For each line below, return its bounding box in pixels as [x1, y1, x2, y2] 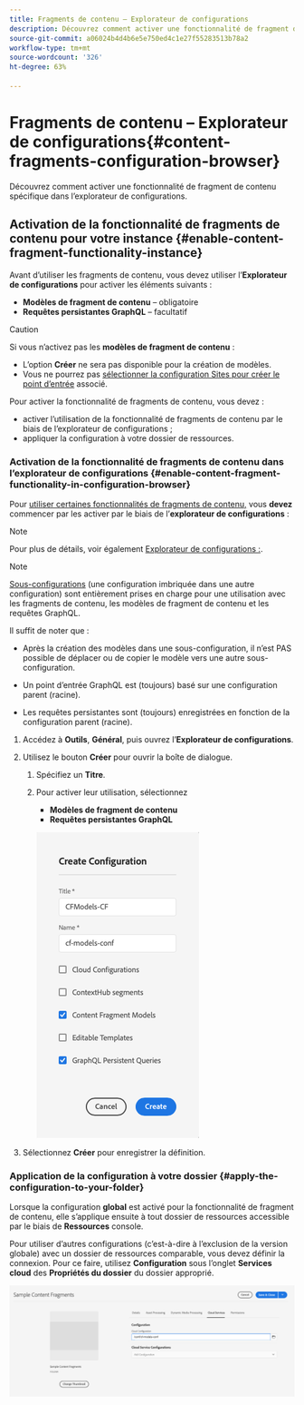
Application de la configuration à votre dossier [9, 1169, 218, 1182]
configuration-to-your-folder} [9, 1181, 145, 1194]
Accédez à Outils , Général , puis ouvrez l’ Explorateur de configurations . [22, 733, 294, 744]
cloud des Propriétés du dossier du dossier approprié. [9, 1267, 214, 1279]
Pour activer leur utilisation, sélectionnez [35, 786, 188, 798]
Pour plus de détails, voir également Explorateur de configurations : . [9, 543, 263, 554]
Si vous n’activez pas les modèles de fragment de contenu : [9, 341, 235, 352]
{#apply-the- [219, 1169, 279, 1182]
